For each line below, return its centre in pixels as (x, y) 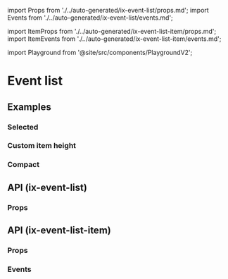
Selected (23, 127)
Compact (24, 165)
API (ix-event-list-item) (59, 231)
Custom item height (42, 146)
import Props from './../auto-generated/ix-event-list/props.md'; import (108, 10)
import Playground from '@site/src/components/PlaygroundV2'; (100, 52)
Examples (29, 107)
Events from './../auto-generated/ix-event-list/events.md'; (90, 18)
